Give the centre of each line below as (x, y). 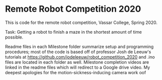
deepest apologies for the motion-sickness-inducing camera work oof (76, 72)
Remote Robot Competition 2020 (73, 9)
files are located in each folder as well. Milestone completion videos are (77, 62)
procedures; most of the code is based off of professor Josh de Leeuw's (78, 52)
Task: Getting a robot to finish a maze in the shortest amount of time (73, 32)
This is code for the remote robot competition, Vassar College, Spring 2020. (81, 22)
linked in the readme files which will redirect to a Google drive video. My (78, 67)
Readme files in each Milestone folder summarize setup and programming (79, 46)
